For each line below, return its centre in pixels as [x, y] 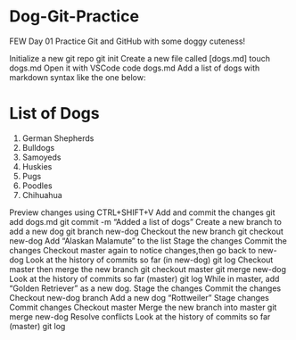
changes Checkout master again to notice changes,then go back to [133, 250]
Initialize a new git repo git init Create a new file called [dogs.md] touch [140, 58]
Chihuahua [42, 195]
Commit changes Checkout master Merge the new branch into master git [143, 307]
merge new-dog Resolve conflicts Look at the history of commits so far [140, 316]
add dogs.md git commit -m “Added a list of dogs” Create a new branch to [146, 221]
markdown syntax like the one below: [78, 77]
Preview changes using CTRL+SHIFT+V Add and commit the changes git [142, 212]
